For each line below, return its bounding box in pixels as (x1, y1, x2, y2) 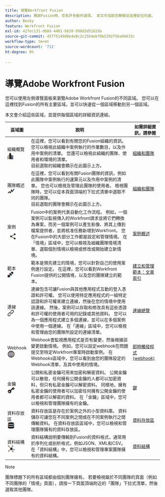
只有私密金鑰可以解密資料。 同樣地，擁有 (44, 382, 127, 388)
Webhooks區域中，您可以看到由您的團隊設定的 (31, 355, 126, 362)
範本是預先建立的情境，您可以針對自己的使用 (31, 260, 122, 265)
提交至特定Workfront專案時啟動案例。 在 (31, 349, 113, 355)
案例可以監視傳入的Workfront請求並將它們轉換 (31, 215, 125, 221)
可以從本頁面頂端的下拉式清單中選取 (48, 189, 122, 195)
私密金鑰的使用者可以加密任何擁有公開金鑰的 (31, 388, 122, 394)
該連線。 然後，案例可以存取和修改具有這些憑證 (31, 304, 127, 310)
